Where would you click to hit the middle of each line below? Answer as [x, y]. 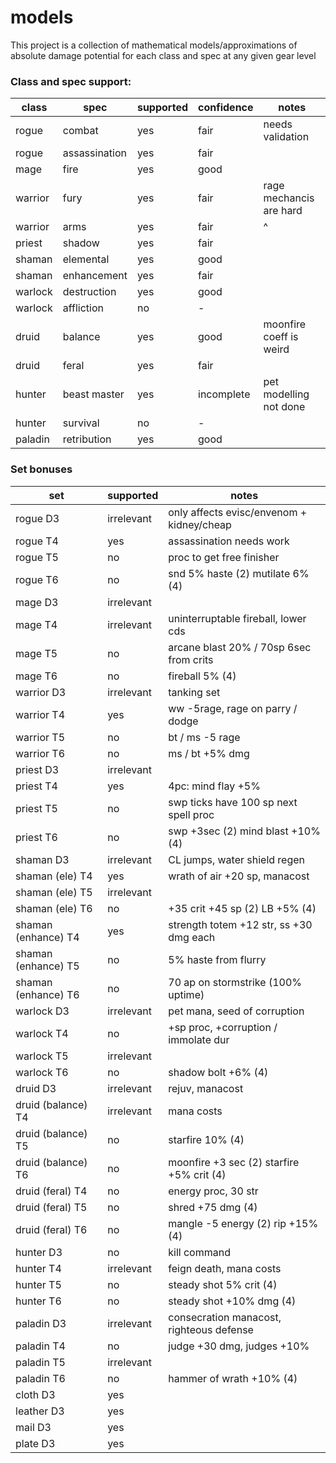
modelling [286, 394]
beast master [93, 394]
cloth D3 [35, 1394]
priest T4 [36, 786]
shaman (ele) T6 [54, 908]
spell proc [191, 814]
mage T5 [36, 653]
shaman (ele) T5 [54, 892]
